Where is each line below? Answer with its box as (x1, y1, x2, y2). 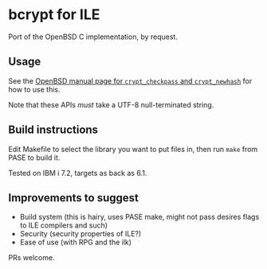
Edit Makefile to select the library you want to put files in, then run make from (8, 144, 258, 154)
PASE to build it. (8, 153, 61, 162)
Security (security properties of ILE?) (19, 229, 142, 239)
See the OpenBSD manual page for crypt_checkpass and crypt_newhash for (8, 76, 253, 85)
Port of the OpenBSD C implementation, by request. (8, 32, 178, 41)
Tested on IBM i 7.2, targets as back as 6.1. (8, 168, 147, 177)
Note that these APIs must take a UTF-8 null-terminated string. (8, 99, 214, 109)
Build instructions (8, 123, 98, 137)
